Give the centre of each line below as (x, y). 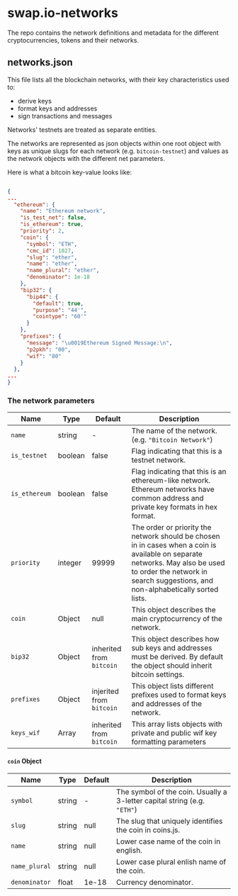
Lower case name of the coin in (168, 841)
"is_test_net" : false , (53, 218)
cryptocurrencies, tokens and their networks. (73, 40)
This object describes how (175, 639)
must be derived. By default (177, 657)
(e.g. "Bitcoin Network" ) (172, 439)
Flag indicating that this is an (179, 471)
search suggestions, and (172, 581)
